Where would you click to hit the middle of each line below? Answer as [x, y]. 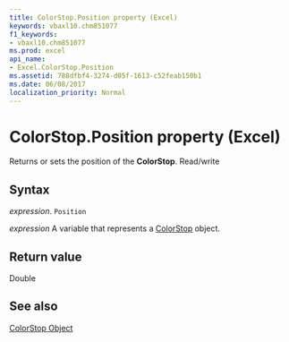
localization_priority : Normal [68, 92]
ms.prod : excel [38, 51]
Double [22, 278]
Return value [46, 256]
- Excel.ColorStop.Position [62, 68]
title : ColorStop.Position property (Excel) [93, 17]
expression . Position [48, 211]
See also [34, 307]
